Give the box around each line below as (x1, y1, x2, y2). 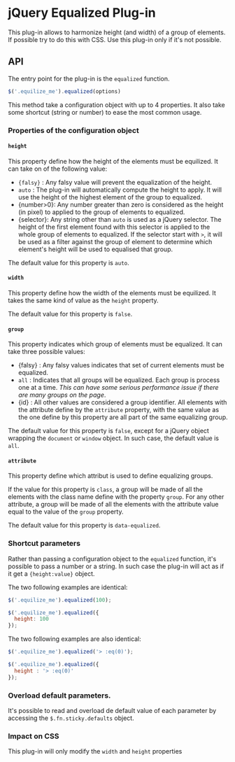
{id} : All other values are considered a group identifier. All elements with (17, 398, 227, 407)
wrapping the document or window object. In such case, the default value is (8, 434, 220, 442)
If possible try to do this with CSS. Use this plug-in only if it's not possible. (8, 35, 222, 43)
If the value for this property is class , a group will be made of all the (8, 485, 204, 494)
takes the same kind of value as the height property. (8, 296, 159, 304)
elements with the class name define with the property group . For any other (8, 493, 225, 501)
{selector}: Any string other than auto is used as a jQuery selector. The (17, 215, 222, 223)
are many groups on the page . (17, 390, 106, 400)
